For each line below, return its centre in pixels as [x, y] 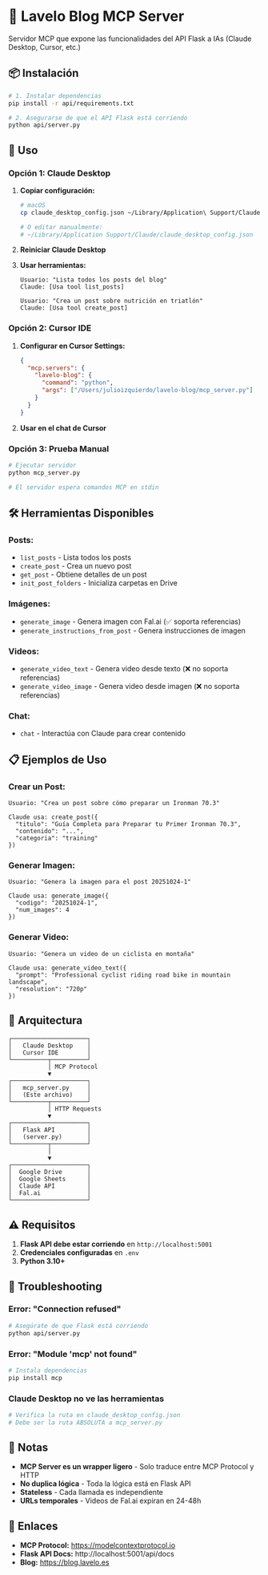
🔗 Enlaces [33, 1526]
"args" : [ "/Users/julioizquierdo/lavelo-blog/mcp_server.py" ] [147, 391]
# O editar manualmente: [61, 227]
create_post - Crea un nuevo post [76, 566]
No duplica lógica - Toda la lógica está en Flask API [105, 1484]
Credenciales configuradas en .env [80, 1253]
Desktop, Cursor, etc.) [45, 47]
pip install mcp [35, 1378]
